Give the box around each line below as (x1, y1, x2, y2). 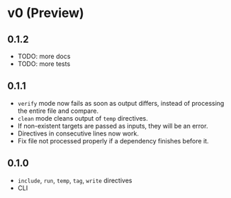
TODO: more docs (17, 52, 71, 60)
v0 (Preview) (7, 5, 84, 21)
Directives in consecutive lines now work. (17, 129, 140, 138)
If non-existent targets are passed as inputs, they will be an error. (17, 121, 208, 130)
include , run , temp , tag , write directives (17, 176, 133, 185)
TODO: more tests (17, 60, 71, 68)
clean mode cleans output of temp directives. (17, 114, 149, 122)
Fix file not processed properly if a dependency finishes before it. (17, 136, 209, 145)
